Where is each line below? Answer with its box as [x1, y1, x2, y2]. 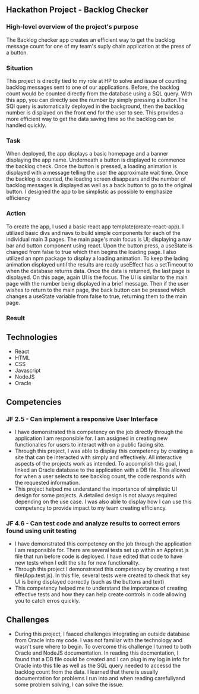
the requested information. [14, 479, 80, 486]
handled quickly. [6, 122, 46, 129]
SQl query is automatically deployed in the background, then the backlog [6, 103, 185, 110]
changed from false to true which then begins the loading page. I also [6, 248, 176, 255]
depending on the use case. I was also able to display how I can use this [14, 498, 192, 505]
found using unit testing [6, 526, 77, 535]
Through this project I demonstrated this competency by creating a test [14, 566, 189, 573]
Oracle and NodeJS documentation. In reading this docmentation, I [14, 649, 179, 656]
